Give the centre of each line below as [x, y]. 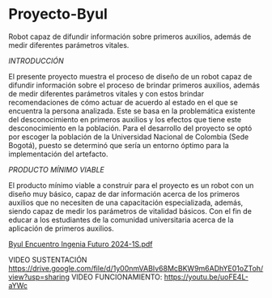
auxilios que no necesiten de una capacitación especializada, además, [126, 202]
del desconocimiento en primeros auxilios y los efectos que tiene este [125, 119]
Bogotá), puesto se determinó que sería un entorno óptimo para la [119, 145]
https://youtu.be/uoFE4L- [206, 277]
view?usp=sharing [39, 277]
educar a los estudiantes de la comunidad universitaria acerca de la [121, 219]
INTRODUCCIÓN [36, 61]
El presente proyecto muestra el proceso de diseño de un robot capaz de [130, 76]
